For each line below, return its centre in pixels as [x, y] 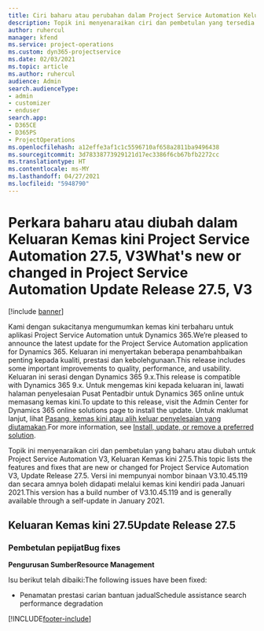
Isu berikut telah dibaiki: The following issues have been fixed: [108, 580]
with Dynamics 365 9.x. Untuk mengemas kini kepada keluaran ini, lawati [126, 385]
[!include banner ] [36, 311]
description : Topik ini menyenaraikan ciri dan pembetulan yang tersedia [132, 23]
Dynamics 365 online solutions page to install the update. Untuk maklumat [128, 410]
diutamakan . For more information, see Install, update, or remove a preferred [131, 426]
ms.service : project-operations [61, 45]
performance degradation [61, 603]
